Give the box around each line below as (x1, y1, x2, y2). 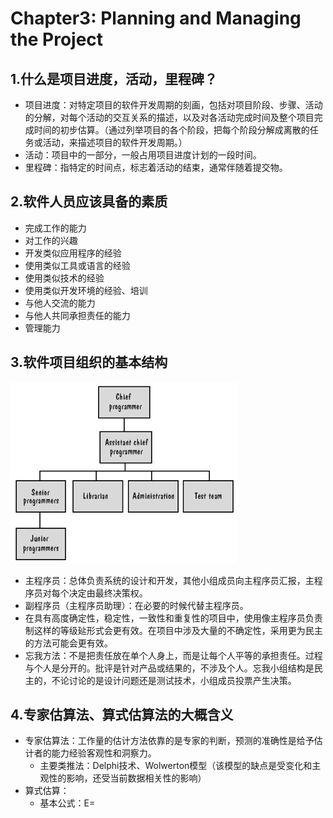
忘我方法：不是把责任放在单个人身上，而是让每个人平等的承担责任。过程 (24, 649, 323, 661)
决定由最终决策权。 (68, 587, 148, 599)
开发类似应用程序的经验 (24, 247, 122, 259)
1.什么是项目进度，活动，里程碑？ (10, 70, 218, 87)
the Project (10, 28, 104, 51)
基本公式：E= (39, 797, 96, 809)
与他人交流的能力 (24, 297, 96, 309)
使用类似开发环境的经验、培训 (24, 284, 148, 296)
